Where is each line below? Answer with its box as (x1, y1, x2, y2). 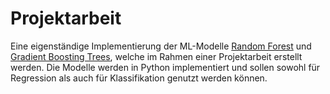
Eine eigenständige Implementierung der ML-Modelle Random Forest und (10, 40, 312, 52)
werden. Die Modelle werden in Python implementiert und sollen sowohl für (10, 61, 321, 73)
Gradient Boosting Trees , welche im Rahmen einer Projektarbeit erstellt (10, 50, 303, 62)
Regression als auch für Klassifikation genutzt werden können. (10, 72, 268, 84)
